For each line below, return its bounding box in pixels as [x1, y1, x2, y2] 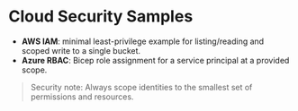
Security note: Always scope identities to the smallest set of [30, 81, 253, 92]
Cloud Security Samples [8, 6, 194, 27]
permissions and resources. [30, 91, 134, 102]
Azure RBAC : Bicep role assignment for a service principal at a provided [21, 55, 290, 65]
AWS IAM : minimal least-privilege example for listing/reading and [21, 36, 265, 47]
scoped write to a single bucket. [21, 45, 141, 55]
